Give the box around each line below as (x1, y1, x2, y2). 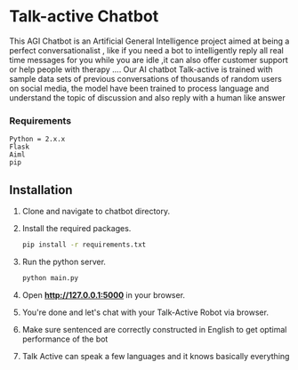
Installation (9, 182, 73, 197)
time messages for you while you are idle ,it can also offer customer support (9, 54, 289, 65)
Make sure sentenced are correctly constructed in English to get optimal (21, 324, 287, 334)
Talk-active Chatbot (9, 6, 159, 27)
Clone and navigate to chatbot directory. (21, 206, 171, 217)
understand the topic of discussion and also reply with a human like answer (9, 92, 286, 103)
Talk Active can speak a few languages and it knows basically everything (21, 350, 290, 361)
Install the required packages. (21, 223, 132, 234)
